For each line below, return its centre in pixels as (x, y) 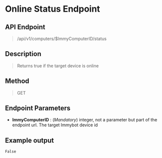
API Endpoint (25, 27)
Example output (30, 140)
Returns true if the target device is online (58, 66)
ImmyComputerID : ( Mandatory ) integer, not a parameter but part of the (84, 120)
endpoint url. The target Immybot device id (55, 125)
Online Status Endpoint (53, 9)
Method (17, 81)
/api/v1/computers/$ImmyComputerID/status (62, 39)
